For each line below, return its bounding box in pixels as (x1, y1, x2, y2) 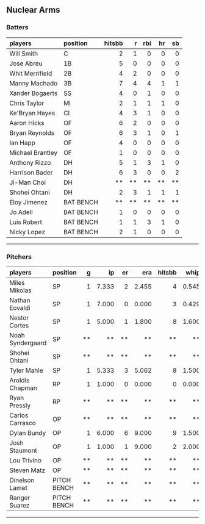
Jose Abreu (9, 59, 43, 68)
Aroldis (9, 376, 30, 384)
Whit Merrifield (9, 69, 52, 77)
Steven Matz (9, 466, 46, 475)
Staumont (9, 446, 38, 454)
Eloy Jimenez (9, 198, 48, 206)
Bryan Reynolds (9, 128, 55, 137)
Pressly (9, 401, 31, 409)
